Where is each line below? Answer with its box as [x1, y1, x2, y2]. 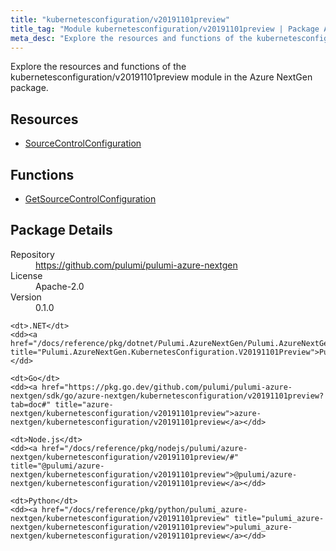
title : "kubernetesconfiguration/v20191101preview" [10, 14, 230, 25]
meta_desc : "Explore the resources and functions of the [10, 33, 253, 43]
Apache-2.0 [35, 280, 85, 292]
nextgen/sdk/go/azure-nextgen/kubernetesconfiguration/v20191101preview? [10, 391, 325, 401]
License [10, 269, 43, 281]
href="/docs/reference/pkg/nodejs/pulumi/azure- [41, 443, 248, 453]
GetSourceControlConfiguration [24, 193, 157, 205]
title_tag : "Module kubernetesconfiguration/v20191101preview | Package [10, 24, 320, 34]
